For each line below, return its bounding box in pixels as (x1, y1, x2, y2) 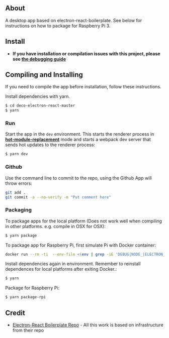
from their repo (12, 327, 44, 333)
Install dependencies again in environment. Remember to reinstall (5, 261, 141, 267)
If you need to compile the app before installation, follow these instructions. (5, 84, 162, 90)
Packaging (5, 206, 32, 213)
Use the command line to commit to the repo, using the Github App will (5, 175, 152, 181)
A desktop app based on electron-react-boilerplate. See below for (5, 17, 142, 23)
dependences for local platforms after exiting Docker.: (5, 266, 117, 272)
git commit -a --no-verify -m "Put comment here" (5, 194, 112, 200)
